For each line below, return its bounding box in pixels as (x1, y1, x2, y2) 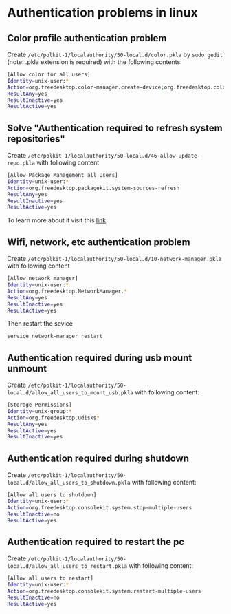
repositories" (7, 133, 65, 145)
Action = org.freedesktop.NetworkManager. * (7, 288, 128, 295)
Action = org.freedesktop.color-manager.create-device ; (7, 84, 165, 91)
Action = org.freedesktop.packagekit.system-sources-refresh (7, 184, 180, 191)
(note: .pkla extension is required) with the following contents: (7, 58, 182, 66)
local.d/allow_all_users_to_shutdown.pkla (7, 480, 131, 487)
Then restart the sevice (7, 319, 74, 328)
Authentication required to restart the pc (7, 536, 185, 548)
